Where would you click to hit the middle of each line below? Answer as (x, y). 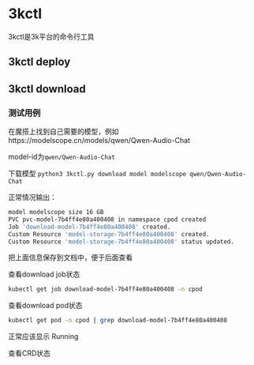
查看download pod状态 (45, 306)
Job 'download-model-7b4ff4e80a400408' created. (90, 227)
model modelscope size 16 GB (56, 213)
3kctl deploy (39, 62)
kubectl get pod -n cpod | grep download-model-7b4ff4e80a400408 (118, 321)
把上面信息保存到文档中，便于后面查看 (70, 258)
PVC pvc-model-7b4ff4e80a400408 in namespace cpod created (107, 219)
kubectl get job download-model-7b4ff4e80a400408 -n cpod (105, 289)
